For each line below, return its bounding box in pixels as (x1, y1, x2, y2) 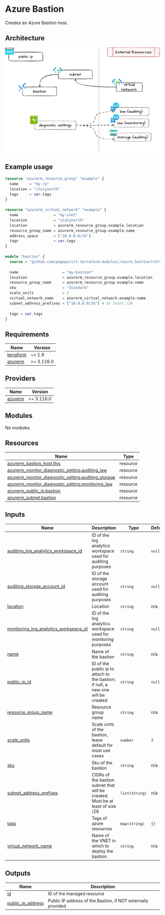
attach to (91, 671, 110, 677)
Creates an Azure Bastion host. (5, 20, 68, 26)
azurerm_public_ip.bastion (7, 488, 61, 494)
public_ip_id (7, 679, 31, 685)
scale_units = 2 (9, 291, 69, 296)
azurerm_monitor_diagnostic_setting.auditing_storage (7, 474, 115, 480)
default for (91, 743, 113, 748)
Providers (5, 374, 36, 383)
